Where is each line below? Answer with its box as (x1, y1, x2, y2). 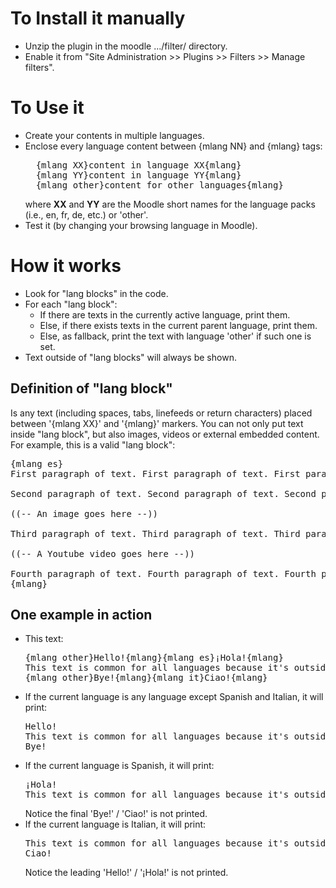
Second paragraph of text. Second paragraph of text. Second (10, 488, 317, 499)
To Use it (10, 97, 85, 119)
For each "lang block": (24, 298, 118, 310)
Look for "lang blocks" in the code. (24, 287, 169, 299)
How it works (10, 255, 122, 277)
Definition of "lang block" (10, 380, 173, 397)
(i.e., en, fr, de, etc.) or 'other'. (24, 208, 149, 221)
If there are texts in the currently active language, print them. (39, 308, 291, 321)
